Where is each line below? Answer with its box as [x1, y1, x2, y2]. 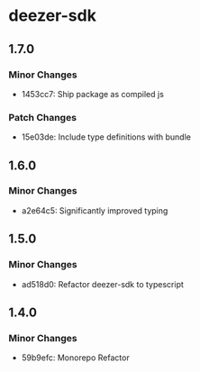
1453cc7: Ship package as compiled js [21, 88, 164, 99]
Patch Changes [8, 111, 77, 123]
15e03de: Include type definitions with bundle [21, 132, 191, 142]
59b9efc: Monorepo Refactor [21, 352, 130, 363]
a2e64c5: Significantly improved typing [21, 204, 168, 216]
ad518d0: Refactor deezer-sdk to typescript [21, 278, 184, 289]
